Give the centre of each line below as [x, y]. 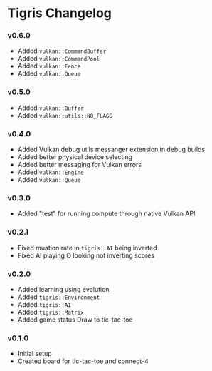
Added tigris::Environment [59, 297]
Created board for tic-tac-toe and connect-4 [83, 361]
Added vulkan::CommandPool [59, 59]
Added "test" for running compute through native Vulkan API [106, 214]
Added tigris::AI [44, 304]
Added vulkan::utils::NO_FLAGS [65, 115]
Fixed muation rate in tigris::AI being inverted [88, 248]
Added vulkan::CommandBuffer [62, 51]
